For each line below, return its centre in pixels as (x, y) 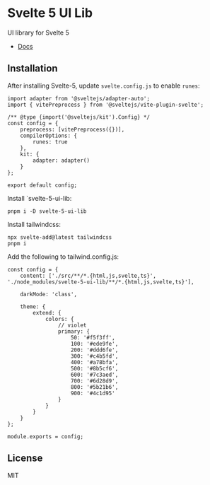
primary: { (74, 331)
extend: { (47, 312)
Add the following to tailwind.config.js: (63, 257)
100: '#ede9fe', (94, 344)
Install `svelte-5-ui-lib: (40, 198)
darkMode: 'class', (49, 294)
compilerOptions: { (49, 136)
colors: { (59, 319)
